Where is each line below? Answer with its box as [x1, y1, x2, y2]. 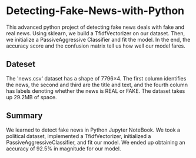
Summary [6, 110, 43, 121]
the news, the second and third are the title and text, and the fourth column [6, 81, 188, 88]
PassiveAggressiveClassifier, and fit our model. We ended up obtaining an [6, 139, 185, 146]
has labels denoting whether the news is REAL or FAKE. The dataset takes [6, 87, 185, 95]
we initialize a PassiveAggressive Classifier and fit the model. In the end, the [6, 36, 191, 43]
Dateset [6, 59, 36, 69]
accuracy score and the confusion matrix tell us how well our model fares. [6, 42, 185, 49]
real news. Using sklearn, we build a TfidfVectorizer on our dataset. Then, [6, 29, 185, 36]
